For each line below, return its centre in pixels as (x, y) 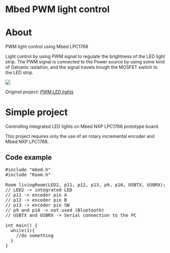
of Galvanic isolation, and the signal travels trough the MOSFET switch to (81, 67)
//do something (35, 235)
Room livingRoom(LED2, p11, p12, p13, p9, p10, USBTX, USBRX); (86, 185)
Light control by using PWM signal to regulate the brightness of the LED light (85, 56)
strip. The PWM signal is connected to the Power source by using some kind (85, 62)
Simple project (37, 112)
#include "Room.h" (28, 174)
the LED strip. (20, 73)
